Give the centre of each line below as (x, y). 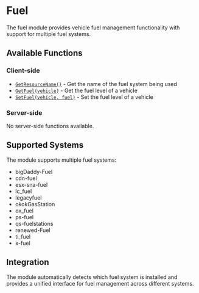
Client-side (23, 71)
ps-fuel (24, 217)
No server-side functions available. (50, 126)
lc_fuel (23, 191)
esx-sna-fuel (31, 184)
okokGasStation (35, 204)
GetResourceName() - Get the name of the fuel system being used (96, 84)
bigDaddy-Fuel (34, 172)
